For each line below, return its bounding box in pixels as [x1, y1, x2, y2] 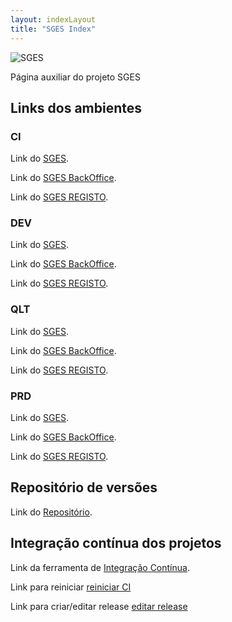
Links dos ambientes [10, 99, 143, 116]
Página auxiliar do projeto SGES [10, 71, 141, 83]
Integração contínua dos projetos [10, 535, 222, 552]
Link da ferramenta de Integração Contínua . [10, 561, 190, 573]
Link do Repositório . [10, 506, 93, 518]
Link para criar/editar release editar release [10, 600, 188, 612]
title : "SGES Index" [10, 24, 97, 34]
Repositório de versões [10, 479, 158, 496]
